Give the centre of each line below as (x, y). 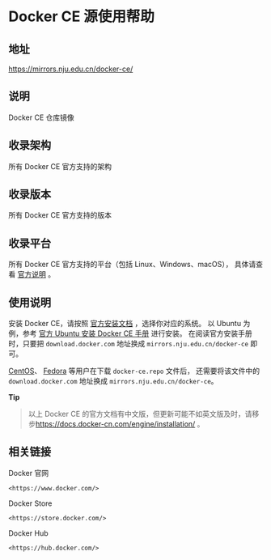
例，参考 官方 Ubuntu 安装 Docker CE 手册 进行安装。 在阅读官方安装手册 (130, 333)
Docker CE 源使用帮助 (82, 17)
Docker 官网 (29, 473)
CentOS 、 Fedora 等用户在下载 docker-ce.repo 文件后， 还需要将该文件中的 (134, 371)
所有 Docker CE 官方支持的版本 (60, 215)
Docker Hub (28, 533)
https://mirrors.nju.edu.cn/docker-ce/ (71, 69)
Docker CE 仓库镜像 (41, 117)
